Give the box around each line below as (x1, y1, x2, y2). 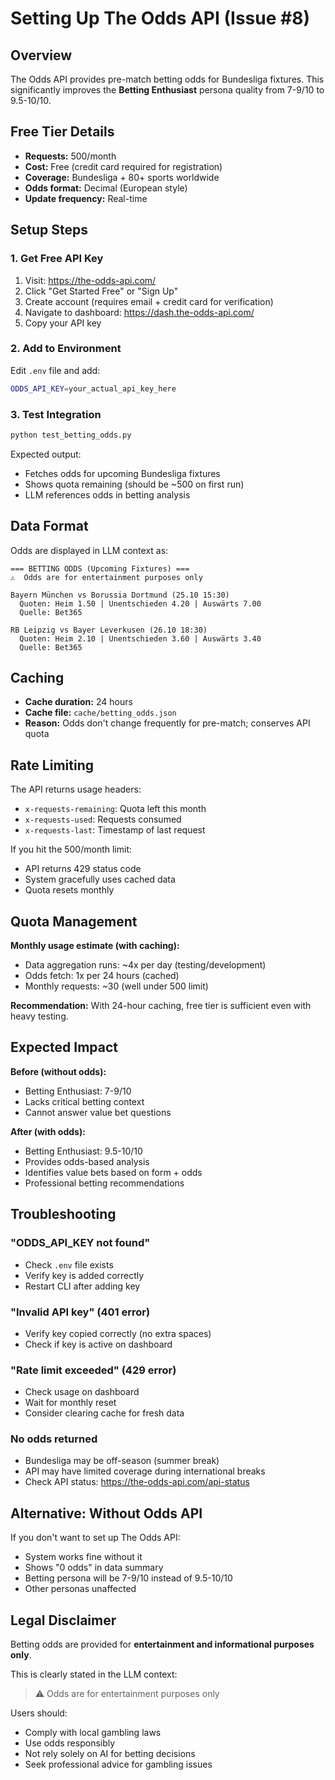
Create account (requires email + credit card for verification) (24, 295, 274, 307)
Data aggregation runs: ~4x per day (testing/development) (24, 959, 267, 971)
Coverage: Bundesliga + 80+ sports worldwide (24, 171, 220, 183)
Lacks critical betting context (24, 1095, 145, 1107)
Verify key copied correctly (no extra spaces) (24, 1327, 212, 1339)
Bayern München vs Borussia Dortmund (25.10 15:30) (10, 590, 230, 600)
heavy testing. (10, 1010, 69, 1022)
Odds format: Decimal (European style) (24, 182, 188, 194)
